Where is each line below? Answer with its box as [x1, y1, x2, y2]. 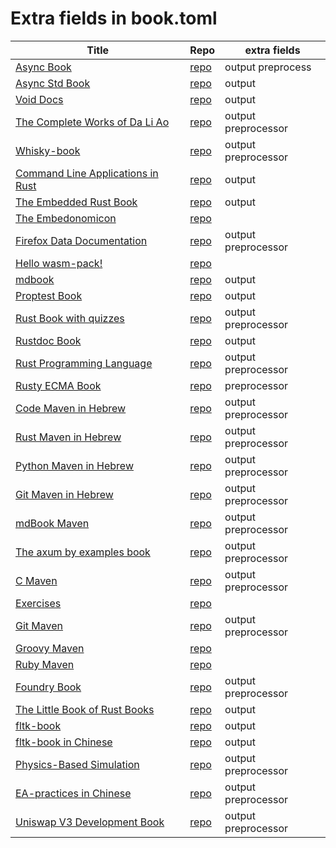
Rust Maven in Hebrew [15, 430, 122, 444]
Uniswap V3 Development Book [15, 815, 165, 829]
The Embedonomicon [15, 211, 117, 225]
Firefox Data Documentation [15, 233, 148, 247]
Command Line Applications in [15, 166, 159, 180]
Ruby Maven [15, 657, 75, 671]
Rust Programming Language [15, 356, 153, 370]
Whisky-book [15, 143, 81, 157]
